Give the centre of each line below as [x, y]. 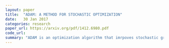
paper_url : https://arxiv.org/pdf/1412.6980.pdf [57, 28]
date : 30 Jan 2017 [27, 19]
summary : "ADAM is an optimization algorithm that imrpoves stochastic [82, 38]
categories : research [28, 24]
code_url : [16, 33]
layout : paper [20, 10]
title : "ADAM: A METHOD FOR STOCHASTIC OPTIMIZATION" [64, 14]
